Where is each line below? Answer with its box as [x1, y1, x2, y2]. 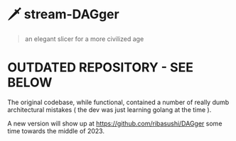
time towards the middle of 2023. [7, 126, 105, 135]
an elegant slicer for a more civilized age [24, 34, 144, 43]
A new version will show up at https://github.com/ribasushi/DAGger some [7, 119, 222, 128]
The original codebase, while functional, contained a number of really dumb [7, 98, 230, 106]
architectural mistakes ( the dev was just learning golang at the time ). [7, 105, 212, 114]
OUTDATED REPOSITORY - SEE [7, 60, 194, 76]
